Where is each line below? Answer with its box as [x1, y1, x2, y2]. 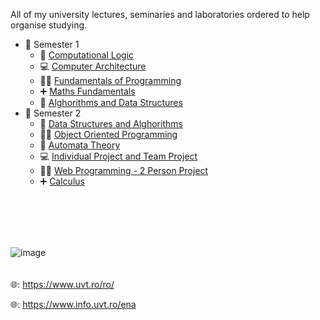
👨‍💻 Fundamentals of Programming [39, 75, 182, 86]
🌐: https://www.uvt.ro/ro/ [10, 279, 115, 290]
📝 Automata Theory [39, 139, 121, 151]
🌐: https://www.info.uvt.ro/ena [10, 299, 137, 310]
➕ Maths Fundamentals [39, 85, 136, 97]
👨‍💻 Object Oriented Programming [39, 129, 178, 140]
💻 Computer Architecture [39, 60, 147, 72]
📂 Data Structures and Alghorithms [39, 118, 183, 129]
